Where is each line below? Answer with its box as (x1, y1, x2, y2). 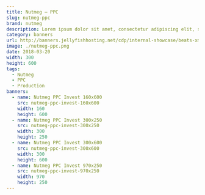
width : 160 (17, 105, 45, 112)
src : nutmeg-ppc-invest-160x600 (17, 100, 99, 106)
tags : (6, 65, 20, 72)
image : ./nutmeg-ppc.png (6, 43, 70, 50)
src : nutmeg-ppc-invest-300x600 (17, 145, 99, 152)
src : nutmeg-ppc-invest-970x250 (17, 168, 99, 174)
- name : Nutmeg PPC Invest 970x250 (12, 163, 103, 169)
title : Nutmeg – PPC (6, 9, 59, 15)
